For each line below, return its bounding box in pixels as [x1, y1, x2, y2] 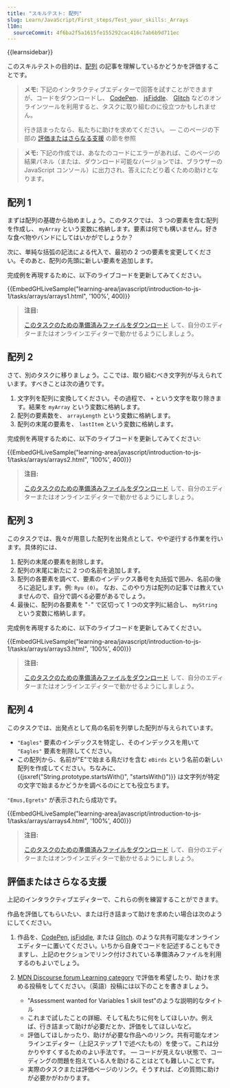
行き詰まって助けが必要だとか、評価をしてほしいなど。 [39, 1022, 195, 1030]
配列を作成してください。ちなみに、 [16, 763, 119, 772]
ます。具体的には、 [7, 543, 61, 551]
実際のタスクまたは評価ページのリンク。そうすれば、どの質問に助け [27, 1065, 220, 1074]
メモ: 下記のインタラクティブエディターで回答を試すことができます [23, 85, 214, 93]
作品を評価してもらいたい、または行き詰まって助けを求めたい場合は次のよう [7, 910, 223, 918]
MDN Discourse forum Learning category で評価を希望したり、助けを [16, 973, 214, 982]
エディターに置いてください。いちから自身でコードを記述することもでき [16, 942, 221, 950]
